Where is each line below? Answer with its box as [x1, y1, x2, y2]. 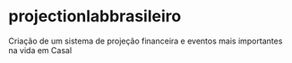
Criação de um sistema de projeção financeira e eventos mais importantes [8, 35, 283, 46]
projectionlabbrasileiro [8, 6, 182, 27]
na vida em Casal [8, 44, 73, 55]
